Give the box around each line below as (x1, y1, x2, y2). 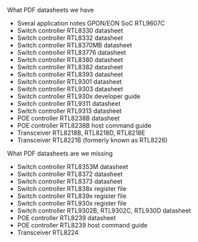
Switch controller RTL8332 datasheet (16, 34, 124, 42)
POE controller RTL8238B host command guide (16, 122, 152, 129)
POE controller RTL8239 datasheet (16, 214, 116, 222)
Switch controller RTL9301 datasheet (16, 78, 122, 85)
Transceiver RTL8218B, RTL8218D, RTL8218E (16, 129, 146, 137)
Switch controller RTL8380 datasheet (16, 56, 124, 64)
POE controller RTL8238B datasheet (16, 114, 120, 122)
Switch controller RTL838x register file (16, 185, 127, 192)
